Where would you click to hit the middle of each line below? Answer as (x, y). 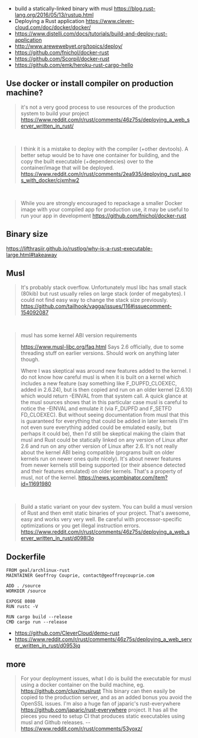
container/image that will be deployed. (67, 167)
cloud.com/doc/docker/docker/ (53, 27)
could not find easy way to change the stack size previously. (94, 300)
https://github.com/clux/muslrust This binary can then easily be (98, 691)
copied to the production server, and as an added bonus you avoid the (106, 697)
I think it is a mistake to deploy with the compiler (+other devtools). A (104, 149)
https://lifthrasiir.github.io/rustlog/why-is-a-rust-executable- (79, 248)
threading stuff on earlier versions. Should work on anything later (100, 353)
